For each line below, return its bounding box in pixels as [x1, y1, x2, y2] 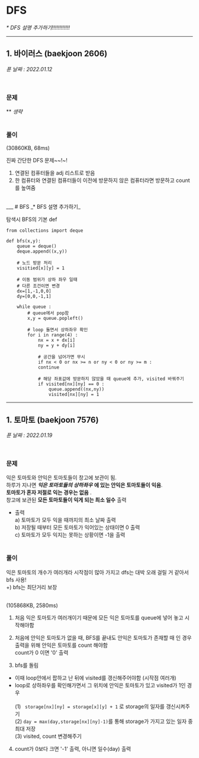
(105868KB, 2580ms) [6, 602, 58, 609]
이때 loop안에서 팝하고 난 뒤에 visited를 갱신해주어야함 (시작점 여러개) [14, 674, 176, 681]
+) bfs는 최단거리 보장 [6, 583, 57, 590]
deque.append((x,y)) [17, 249, 68, 254]
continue [37, 364, 60, 370]
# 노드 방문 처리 [17, 260, 52, 266]
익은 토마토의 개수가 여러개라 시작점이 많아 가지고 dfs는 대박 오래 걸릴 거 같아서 [6, 568, 190, 575]
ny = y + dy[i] [37, 342, 76, 348]
